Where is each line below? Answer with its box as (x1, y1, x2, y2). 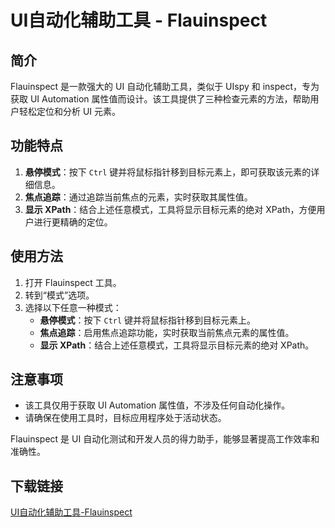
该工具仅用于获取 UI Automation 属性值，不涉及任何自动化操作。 (24, 399, 291, 411)
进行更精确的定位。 (33, 216, 113, 228)
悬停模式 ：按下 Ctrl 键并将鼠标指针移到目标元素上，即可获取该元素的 (24, 166, 312, 178)
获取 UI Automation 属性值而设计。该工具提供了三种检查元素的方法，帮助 (10, 93, 311, 105)
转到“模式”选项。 (24, 289, 95, 301)
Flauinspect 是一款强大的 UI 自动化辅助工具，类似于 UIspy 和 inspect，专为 (10, 81, 320, 92)
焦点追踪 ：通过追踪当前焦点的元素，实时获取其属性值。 (24, 191, 253, 203)
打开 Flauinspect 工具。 (24, 276, 122, 288)
